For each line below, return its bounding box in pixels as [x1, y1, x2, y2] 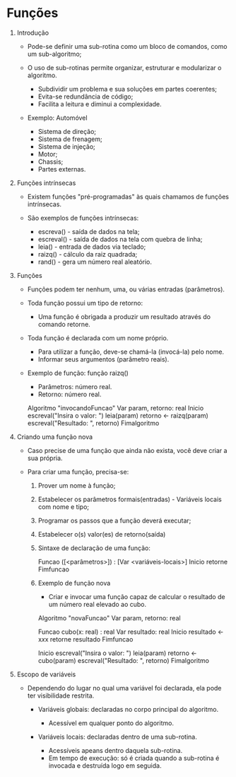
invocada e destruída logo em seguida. [48, 761, 162, 770]
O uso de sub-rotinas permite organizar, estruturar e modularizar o [27, 63, 222, 72]
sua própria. [27, 454, 63, 462]
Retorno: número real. [37, 390, 102, 398]
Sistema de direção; [37, 127, 97, 135]
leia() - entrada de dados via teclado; [37, 242, 146, 251]
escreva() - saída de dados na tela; [37, 227, 140, 235]
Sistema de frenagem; [37, 135, 103, 143]
